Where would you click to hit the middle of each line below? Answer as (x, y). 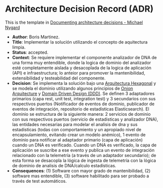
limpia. (19, 47)
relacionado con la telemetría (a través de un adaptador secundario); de (84, 155)
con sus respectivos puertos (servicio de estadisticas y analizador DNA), (85, 119)
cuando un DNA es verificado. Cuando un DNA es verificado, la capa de (84, 145)
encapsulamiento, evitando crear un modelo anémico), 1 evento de (79, 135)
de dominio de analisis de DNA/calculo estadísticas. (64, 165)
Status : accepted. (30, 52)
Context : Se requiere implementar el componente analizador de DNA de (84, 57)
